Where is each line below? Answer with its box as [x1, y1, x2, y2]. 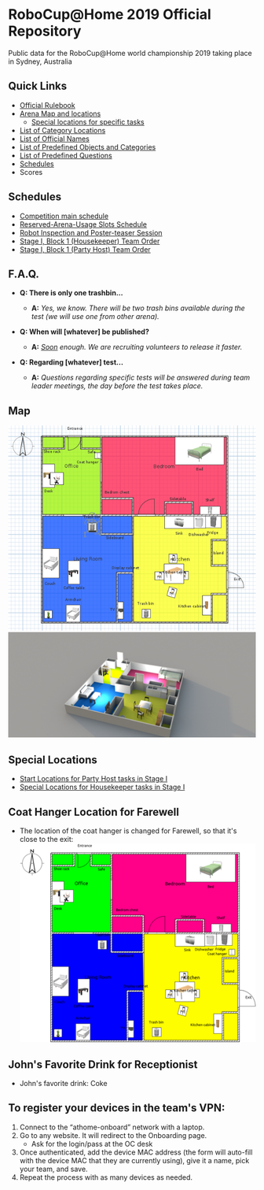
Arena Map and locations [19, 109, 101, 118]
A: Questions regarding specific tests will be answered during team [31, 373, 251, 383]
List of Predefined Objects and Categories [19, 142, 156, 151]
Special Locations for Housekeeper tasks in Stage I [19, 782, 185, 792]
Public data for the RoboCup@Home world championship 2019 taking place [8, 48, 253, 57]
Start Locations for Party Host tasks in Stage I [19, 774, 168, 784]
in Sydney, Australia [8, 57, 72, 66]
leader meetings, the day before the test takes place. [31, 381, 203, 391]
